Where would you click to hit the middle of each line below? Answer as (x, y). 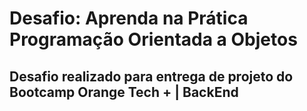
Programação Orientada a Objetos (153, 39)
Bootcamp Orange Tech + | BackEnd (124, 92)
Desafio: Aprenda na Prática (129, 18)
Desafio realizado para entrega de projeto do (151, 76)
